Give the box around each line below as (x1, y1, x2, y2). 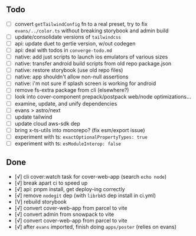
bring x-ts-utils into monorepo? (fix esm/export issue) (14, 126, 146, 133)
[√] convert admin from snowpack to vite (14, 211, 115, 218)
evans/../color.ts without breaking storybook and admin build (14, 27, 169, 34)
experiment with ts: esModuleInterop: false (14, 140, 121, 147)
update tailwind (14, 113, 53, 120)
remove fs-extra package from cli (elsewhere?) (14, 87, 129, 94)
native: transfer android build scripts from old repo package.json (14, 60, 172, 67)
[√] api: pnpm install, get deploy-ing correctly (14, 185, 125, 192)
